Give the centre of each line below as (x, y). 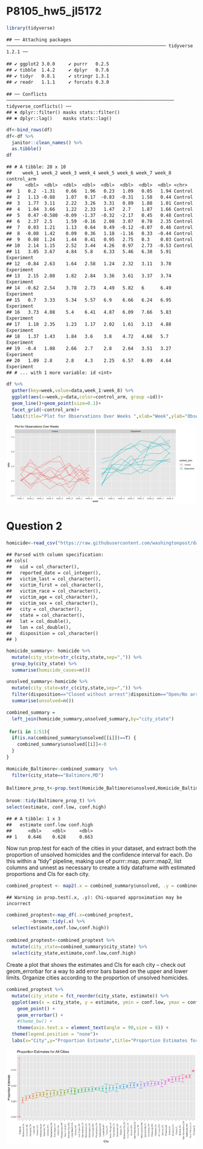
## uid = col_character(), (43, 567)
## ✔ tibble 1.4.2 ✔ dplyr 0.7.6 (58, 70)
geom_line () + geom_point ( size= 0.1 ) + (56, 403)
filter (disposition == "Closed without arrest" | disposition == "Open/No (100, 694)
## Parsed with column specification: (55, 555)
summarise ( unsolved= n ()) (43, 701)
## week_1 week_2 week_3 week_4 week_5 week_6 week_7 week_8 (89, 173)
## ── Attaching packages (39, 40)
